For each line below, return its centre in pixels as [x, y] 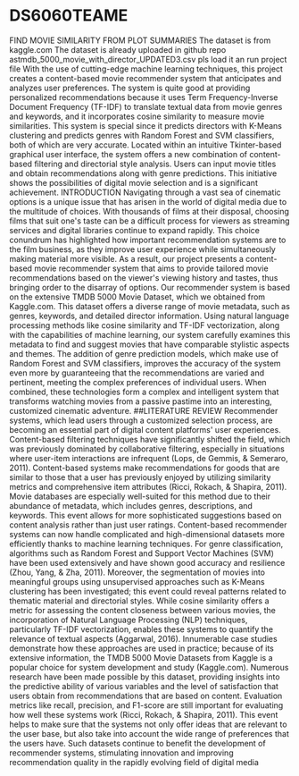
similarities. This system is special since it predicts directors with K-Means [146, 125]
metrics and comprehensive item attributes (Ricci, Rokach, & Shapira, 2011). [148, 486]
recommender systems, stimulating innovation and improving [121, 753]
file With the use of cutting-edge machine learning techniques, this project [146, 69]
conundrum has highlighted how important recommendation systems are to [148, 240]
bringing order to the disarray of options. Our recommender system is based [149, 287]
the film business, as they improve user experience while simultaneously [143, 249]
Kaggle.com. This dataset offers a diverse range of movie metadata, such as [149, 306]
